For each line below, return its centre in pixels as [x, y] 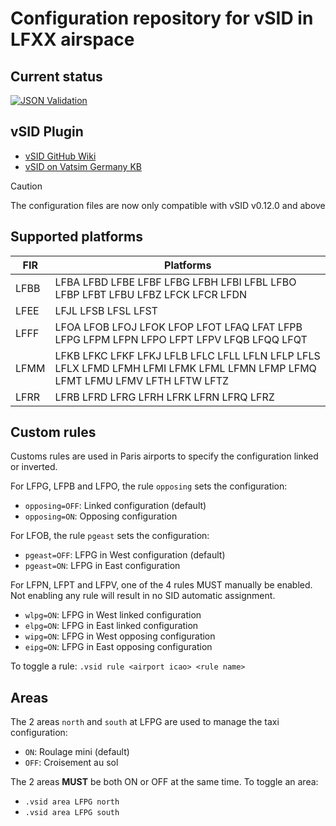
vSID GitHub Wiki [60, 156]
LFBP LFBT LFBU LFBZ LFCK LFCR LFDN [151, 294]
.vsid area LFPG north [72, 802]
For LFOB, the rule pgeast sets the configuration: [110, 536]
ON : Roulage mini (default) [77, 752]
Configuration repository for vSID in [162, 18]
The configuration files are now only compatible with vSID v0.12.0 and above [168, 205]
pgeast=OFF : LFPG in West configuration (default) [125, 555]
